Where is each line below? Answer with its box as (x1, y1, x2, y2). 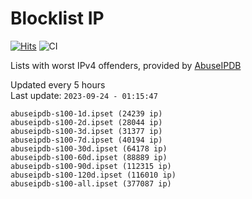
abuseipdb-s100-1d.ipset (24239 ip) (10, 108, 163, 119)
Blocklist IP (10, 7, 105, 30)
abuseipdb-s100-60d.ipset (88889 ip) (10, 152, 168, 162)
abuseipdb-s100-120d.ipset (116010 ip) (10, 170, 177, 180)
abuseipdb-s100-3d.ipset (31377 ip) (10, 126, 163, 136)
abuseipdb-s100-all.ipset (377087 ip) (10, 178, 172, 189)
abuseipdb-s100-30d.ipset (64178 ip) (10, 143, 168, 154)
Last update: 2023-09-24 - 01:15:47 (10, 89, 158, 101)
